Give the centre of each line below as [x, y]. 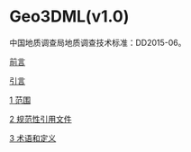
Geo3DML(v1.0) [69, 17]
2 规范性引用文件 [41, 119]
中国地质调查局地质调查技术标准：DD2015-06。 [98, 42]
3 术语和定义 [33, 138]
